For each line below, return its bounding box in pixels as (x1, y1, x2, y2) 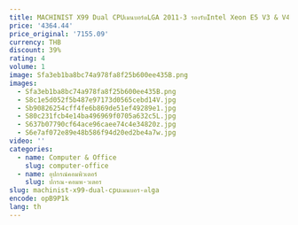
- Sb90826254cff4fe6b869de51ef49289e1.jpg (17, 104, 176, 112)
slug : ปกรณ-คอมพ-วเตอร (25, 178, 102, 187)
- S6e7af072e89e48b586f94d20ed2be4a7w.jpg (17, 128, 176, 137)
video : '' (9, 136, 46, 145)
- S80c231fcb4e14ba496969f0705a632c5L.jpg (17, 112, 176, 120)
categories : (9, 144, 53, 153)
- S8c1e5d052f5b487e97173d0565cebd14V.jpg (17, 95, 176, 105)
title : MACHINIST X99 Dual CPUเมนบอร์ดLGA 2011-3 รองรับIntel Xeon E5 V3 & (9, 12, 278, 22)
